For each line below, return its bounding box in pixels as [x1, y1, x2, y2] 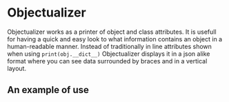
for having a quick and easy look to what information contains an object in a [7, 34, 223, 43]
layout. [7, 64, 26, 72]
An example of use [7, 84, 90, 96]
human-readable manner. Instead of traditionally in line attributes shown [7, 42, 212, 50]
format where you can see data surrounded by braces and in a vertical [7, 57, 208, 65]
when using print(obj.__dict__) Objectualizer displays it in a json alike [7, 50, 210, 58]
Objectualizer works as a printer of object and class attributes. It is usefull [7, 28, 217, 36]
